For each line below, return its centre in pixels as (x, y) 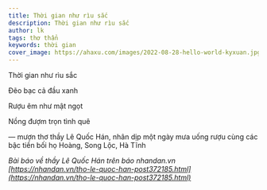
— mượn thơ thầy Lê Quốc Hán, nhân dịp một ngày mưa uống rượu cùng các (133, 137)
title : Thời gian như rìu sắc (58, 16)
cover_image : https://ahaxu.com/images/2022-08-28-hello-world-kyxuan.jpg (135, 52)
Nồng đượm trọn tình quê (49, 121)
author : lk (26, 30)
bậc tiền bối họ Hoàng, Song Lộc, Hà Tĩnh (77, 145)
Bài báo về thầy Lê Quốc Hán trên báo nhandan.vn (92, 161)
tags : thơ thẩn (33, 38)
